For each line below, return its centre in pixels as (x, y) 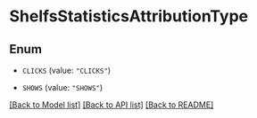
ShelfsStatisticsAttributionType (128, 16)
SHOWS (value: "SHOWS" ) (62, 87)
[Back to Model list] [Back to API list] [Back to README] (112, 105)
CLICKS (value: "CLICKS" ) (66, 70)
